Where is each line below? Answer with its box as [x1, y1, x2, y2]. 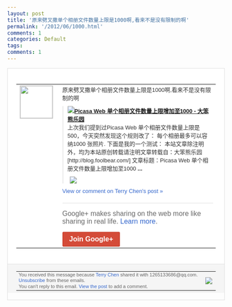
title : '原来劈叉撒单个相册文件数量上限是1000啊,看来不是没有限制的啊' [7, 17, 190, 24]
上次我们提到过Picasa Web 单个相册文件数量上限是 [67, 124, 200, 131]
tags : [7, 42, 23, 49]
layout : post [7, 10, 45, 17]
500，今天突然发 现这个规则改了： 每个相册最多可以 [67, 132, 202, 139]
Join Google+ [68, 234, 114, 243]
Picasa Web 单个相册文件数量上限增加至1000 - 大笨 [74, 107, 209, 115]
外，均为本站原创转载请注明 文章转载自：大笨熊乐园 [67, 148, 202, 156]
